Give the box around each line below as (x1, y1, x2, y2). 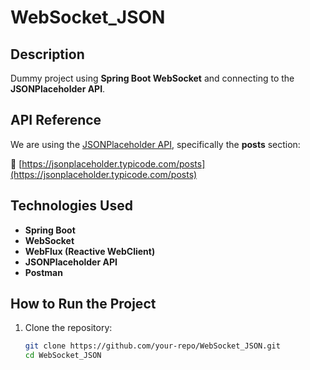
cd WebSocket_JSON (24, 351, 102, 361)
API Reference (10, 112, 102, 129)
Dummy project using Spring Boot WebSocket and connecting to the (10, 72, 295, 84)
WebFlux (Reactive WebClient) (24, 245, 156, 257)
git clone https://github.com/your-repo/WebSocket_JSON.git (24, 341, 281, 351)
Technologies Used (10, 197, 133, 215)
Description (10, 46, 85, 63)
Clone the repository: (24, 322, 113, 334)
